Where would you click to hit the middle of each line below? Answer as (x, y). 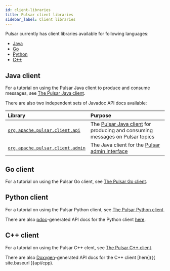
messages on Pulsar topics (122, 137)
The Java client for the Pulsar (125, 145)
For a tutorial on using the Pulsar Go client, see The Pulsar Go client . (76, 181)
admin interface (109, 151)
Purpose (101, 115)
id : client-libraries (28, 10)
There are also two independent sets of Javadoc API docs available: (76, 103)
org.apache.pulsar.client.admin (47, 148)
